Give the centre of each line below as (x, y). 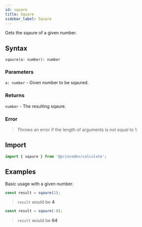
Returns (15, 96)
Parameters (19, 72)
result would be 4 (36, 202)
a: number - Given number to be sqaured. (47, 83)
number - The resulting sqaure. (36, 106)
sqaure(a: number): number (33, 60)
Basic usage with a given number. (39, 184)
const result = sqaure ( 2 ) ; (33, 193)
